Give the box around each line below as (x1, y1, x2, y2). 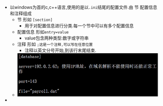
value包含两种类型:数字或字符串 (24, 35, 89, 41)
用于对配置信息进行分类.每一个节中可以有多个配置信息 (24, 23, 134, 29)
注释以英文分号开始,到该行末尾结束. (24, 47, 97, 53)
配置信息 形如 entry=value (17, 29, 69, 35)
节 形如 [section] (17, 17, 53, 22)
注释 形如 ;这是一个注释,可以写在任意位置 (17, 41, 93, 47)
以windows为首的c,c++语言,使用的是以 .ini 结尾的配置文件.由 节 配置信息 (9, 4, 158, 10)
